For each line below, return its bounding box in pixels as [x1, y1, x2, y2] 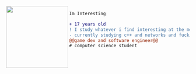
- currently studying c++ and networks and [69, 32, 177, 38]
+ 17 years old [69, 21, 106, 27]
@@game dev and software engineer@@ [69, 37, 159, 43]
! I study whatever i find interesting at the [69, 26, 184, 33]
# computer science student [69, 43, 138, 49]
